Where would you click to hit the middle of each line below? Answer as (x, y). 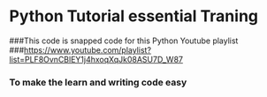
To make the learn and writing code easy (98, 82)
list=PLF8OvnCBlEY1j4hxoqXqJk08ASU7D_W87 (96, 59)
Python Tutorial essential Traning (134, 16)
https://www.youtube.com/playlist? (88, 49)
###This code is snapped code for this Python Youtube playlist (124, 41)
